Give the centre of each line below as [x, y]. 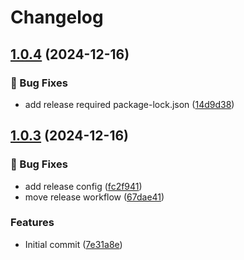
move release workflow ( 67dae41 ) [94, 197]
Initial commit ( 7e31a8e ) [73, 244]
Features [32, 223]
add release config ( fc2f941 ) [83, 186]
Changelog [57, 17]
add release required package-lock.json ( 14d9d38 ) [129, 104]
